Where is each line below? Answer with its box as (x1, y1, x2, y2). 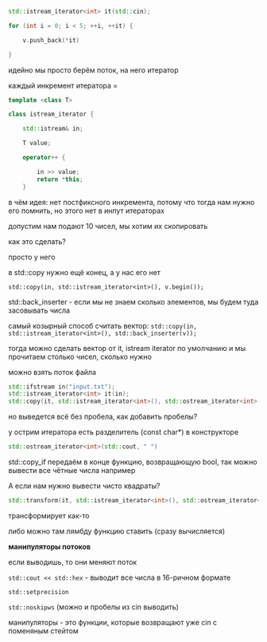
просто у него (8, 252, 56, 262)
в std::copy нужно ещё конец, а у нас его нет (8, 267, 161, 277)
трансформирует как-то (8, 510, 90, 520)
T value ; (22, 140, 52, 148)
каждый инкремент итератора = (8, 81, 118, 90)
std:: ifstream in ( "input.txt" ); (8, 383, 115, 391)
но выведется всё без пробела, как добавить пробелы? (8, 412, 198, 422)
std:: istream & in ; (22, 124, 83, 133)
